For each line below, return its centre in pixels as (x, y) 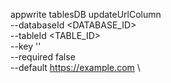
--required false (43, 57)
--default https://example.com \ (75, 67)
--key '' (26, 46)
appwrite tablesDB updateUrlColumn (86, 14)
